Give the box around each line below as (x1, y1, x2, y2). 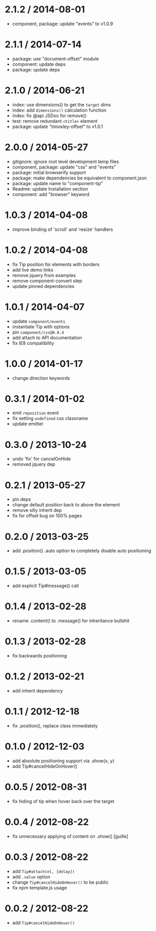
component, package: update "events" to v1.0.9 (12, 21, 113, 27)
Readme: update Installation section (12, 186, 88, 192)
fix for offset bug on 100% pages (12, 513, 83, 519)
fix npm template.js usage (12, 884, 67, 890)
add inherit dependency (12, 688, 63, 693)
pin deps (12, 496, 31, 502)
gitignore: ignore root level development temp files (12, 158, 119, 165)
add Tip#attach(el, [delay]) (12, 868, 75, 874)
